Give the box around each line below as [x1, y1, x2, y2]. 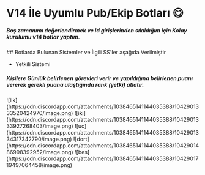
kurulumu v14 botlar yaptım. [6, 33, 81, 40]
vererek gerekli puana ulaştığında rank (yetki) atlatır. [6, 81, 144, 88]
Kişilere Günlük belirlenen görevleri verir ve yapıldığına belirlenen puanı [6, 74, 193, 82]
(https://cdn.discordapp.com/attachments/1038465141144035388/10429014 [6, 142, 199, 149]
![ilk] [6, 97, 18, 104]
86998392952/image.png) [6, 149, 73, 156]
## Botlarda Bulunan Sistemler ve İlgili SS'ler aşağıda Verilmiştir [6, 49, 166, 56]
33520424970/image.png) [6, 110, 73, 117]
